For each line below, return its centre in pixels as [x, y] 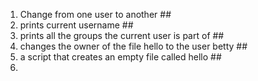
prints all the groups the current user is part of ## [122, 35]
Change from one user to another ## [95, 14]
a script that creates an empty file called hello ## [120, 57]
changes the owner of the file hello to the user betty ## [133, 46]
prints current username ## [76, 25]
